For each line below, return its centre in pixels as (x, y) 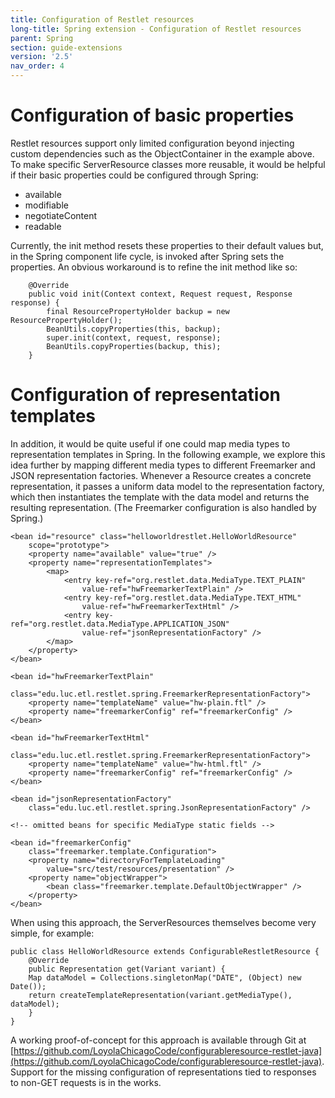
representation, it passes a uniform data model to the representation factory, (167, 486)
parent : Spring (42, 38)
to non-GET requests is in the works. (86, 1082)
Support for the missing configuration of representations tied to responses (163, 1072)
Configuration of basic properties (152, 115)
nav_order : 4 (37, 66)
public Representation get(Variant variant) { (127, 969)
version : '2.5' (42, 57)
